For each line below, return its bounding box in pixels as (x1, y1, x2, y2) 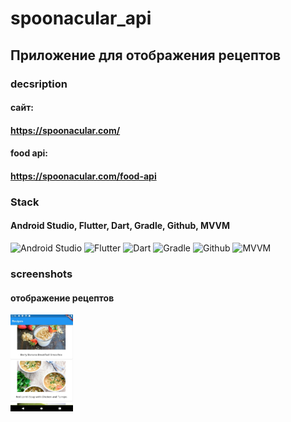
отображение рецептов (10, 292, 115, 304)
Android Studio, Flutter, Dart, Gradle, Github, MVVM (10, 220, 231, 232)
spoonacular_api (10, 7, 152, 30)
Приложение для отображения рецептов (10, 47, 282, 64)
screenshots (10, 267, 73, 281)
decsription (10, 77, 68, 91)
